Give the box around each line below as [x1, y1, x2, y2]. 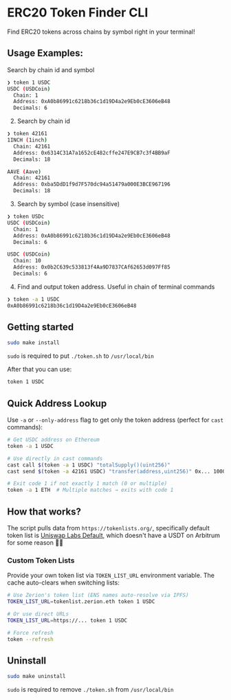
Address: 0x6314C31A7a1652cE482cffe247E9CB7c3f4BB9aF [13, 149, 170, 156]
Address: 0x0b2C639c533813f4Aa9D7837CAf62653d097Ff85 [13, 264, 170, 271]
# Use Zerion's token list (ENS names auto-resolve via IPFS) [7, 592, 189, 599]
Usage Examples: [7, 47, 84, 59]
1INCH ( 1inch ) [7, 137, 48, 144]
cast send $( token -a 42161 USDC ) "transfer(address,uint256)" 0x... [7, 468, 211, 475]
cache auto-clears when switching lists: [7, 578, 120, 587]
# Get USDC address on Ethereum [7, 436, 100, 443]
